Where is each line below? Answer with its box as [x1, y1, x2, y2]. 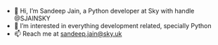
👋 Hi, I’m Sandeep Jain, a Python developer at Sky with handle [13, 7, 195, 15]
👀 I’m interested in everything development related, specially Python [13, 22, 212, 30]
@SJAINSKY [13, 14, 51, 22]
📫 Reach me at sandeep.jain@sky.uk [13, 30, 122, 38]
